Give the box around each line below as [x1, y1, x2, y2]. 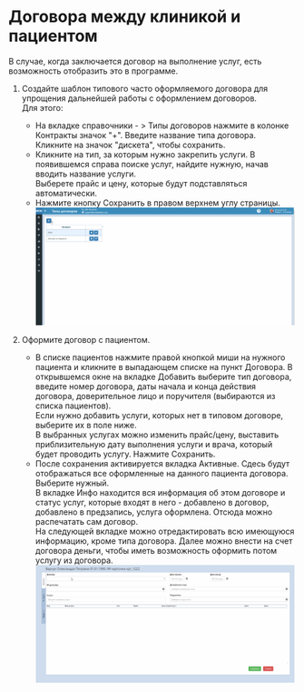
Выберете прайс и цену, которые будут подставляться [34, 177, 248, 188]
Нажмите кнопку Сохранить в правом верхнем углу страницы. [34, 197, 280, 208]
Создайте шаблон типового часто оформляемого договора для [21, 83, 269, 94]
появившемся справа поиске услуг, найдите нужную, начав [34, 158, 270, 169]
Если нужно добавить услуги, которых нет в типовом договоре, [34, 410, 283, 421]
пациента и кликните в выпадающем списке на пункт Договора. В [34, 362, 293, 373]
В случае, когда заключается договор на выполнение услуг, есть [8, 55, 262, 66]
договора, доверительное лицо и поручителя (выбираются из [34, 391, 276, 402]
